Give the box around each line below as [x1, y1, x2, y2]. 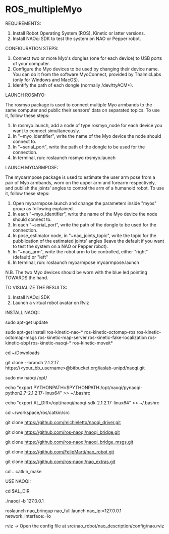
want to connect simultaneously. [12, 128, 80, 134]
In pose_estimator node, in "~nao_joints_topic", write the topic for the [12, 232, 156, 239]
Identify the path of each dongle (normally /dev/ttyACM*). [12, 82, 134, 88]
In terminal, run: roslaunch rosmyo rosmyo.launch [12, 155, 116, 161]
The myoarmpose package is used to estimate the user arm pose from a [5, 174, 155, 180]
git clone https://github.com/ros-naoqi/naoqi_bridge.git [5, 429, 120, 435]
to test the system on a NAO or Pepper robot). [12, 243, 108, 249]
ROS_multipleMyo [5, 4, 82, 15]
